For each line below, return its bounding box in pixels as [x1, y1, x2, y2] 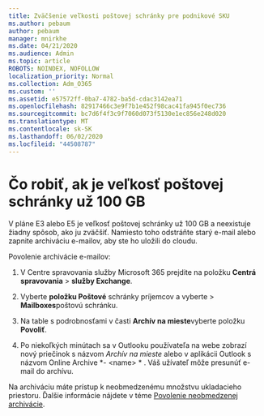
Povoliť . [19, 325, 47, 335]
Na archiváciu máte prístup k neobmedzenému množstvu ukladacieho [8, 382, 242, 392]
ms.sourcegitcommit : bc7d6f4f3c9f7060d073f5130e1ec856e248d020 [8, 110, 227, 118]
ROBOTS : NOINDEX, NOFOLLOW [8, 65, 100, 73]
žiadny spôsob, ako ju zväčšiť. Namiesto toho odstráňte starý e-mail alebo [8, 228, 257, 238]
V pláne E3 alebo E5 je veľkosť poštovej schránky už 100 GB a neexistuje [8, 219, 251, 229]
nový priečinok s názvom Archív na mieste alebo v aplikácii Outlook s [19, 350, 252, 359]
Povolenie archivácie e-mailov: [8, 252, 111, 262]
